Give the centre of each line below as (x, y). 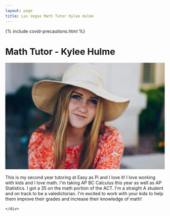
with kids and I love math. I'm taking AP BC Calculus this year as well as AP (83, 183)
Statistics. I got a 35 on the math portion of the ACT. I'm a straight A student (84, 188)
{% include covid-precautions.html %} (45, 31)
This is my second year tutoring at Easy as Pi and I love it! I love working (80, 177)
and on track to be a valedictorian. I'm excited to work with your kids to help (84, 194)
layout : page (19, 11)
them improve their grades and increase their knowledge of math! (74, 199)
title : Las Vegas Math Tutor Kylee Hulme (50, 16)
